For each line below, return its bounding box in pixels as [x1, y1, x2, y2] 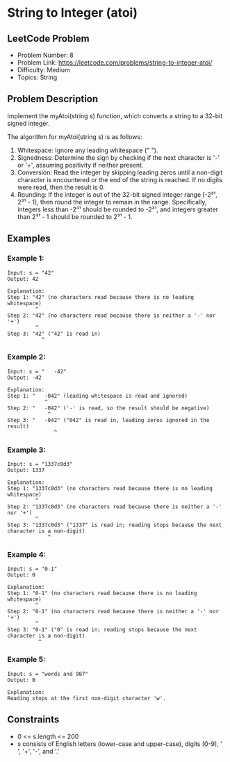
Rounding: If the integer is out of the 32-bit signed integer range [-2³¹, [17, 190, 217, 199]
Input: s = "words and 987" [7, 670, 89, 677]
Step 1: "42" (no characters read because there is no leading [7, 293, 195, 300]
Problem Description [7, 93, 99, 105]
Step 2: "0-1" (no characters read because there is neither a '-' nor [7, 608, 219, 615]
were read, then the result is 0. [17, 183, 106, 191]
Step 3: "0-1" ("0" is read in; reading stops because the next [7, 626, 197, 633]
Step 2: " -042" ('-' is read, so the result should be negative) [7, 405, 210, 412]
